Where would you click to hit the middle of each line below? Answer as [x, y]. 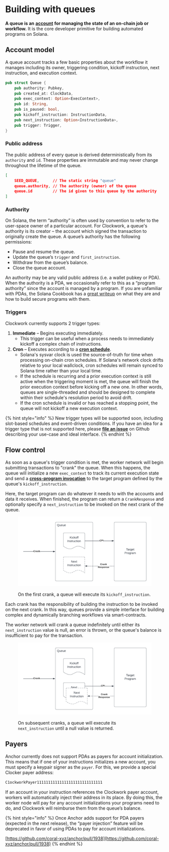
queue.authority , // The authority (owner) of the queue [75, 186]
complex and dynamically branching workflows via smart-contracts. [76, 615]
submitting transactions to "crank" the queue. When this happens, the [78, 467]
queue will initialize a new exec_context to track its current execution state [82, 473]
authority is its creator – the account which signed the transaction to [76, 231]
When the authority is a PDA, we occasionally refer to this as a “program [80, 283]
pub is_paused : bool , [37, 110]
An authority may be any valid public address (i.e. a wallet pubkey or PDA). [83, 278]
